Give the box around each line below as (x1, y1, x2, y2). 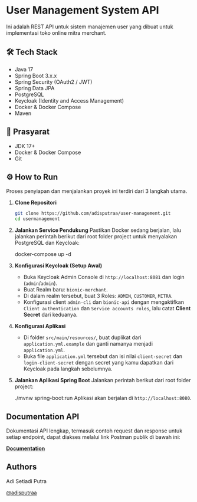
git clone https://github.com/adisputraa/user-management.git (14, 211, 171, 216)
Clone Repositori (14, 199, 57, 206)
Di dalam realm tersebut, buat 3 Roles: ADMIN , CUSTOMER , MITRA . (23, 293, 173, 300)
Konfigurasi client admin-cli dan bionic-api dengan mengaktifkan (23, 298, 185, 306)
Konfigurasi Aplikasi (14, 323, 66, 330)
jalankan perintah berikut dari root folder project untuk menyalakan (14, 233, 178, 240)
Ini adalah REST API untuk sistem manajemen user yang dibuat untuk (6, 23, 173, 30)
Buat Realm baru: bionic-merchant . (23, 286, 108, 293)
